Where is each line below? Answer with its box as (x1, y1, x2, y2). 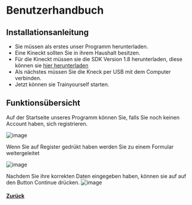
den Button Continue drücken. (6, 179, 80, 186)
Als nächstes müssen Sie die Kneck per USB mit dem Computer (14, 68, 171, 75)
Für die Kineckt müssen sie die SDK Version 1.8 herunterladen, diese (14, 56, 182, 62)
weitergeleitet (6, 149, 40, 156)
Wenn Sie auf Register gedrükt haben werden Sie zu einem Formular (6, 143, 174, 150)
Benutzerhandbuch (6, 4, 104, 17)
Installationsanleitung (6, 27, 89, 37)
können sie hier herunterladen (14, 62, 89, 69)
